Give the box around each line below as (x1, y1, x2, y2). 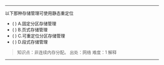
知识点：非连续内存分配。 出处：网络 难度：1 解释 (17, 49, 117, 55)
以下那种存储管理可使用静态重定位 (5, 10, 74, 16)
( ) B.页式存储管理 (12, 27, 48, 32)
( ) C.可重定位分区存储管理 (12, 33, 65, 39)
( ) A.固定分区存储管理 (12, 21, 57, 26)
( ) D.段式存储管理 (12, 39, 48, 44)
